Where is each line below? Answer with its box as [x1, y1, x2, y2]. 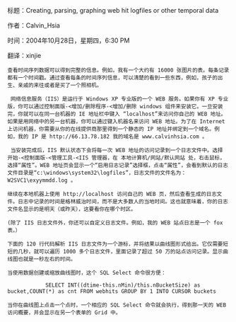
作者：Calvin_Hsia [7, 21, 60, 30]
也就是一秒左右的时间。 [17, 255, 76, 263]
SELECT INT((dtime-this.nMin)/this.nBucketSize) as [45, 282, 201, 289]
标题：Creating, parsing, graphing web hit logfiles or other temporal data [7, 6, 219, 14]
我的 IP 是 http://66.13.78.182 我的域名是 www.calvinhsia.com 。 [17, 133, 208, 140]
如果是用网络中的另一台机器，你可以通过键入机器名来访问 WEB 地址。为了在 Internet [7, 118, 225, 125]
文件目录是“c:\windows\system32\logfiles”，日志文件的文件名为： [7, 169, 187, 176]
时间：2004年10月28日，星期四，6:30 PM [7, 36, 130, 45]
